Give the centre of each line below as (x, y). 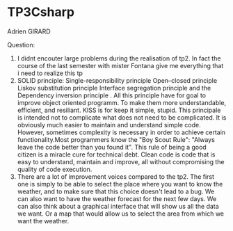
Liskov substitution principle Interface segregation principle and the (114, 88)
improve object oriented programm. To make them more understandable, (122, 102)
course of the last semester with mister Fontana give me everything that (120, 65)
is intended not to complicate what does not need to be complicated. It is (122, 117)
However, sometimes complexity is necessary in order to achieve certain (121, 132)
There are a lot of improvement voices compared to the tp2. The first (115, 176)
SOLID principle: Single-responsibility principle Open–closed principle (117, 80)
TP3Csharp (41, 12)
